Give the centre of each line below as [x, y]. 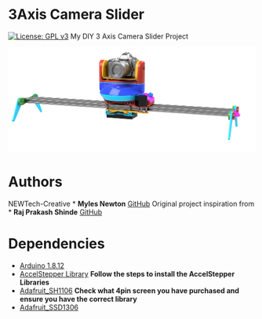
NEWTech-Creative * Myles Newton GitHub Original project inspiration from [131, 203]
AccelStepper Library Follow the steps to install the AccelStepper [127, 273]
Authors [35, 182]
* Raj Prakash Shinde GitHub [55, 212]
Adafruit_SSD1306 [49, 307]
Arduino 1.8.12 [42, 266]
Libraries [34, 282]
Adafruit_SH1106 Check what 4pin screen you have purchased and [129, 290]
